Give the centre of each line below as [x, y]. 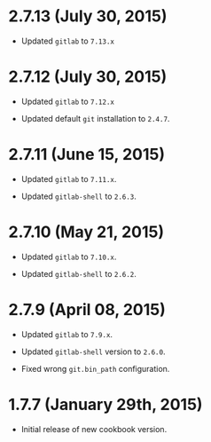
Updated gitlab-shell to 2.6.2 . [78, 273]
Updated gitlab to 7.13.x [67, 41]
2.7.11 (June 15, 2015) [87, 155]
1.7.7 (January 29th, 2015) [105, 404]
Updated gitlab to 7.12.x [67, 101]
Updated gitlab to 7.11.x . [69, 178]
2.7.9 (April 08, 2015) [87, 309]
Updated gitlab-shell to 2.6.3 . [78, 196]
